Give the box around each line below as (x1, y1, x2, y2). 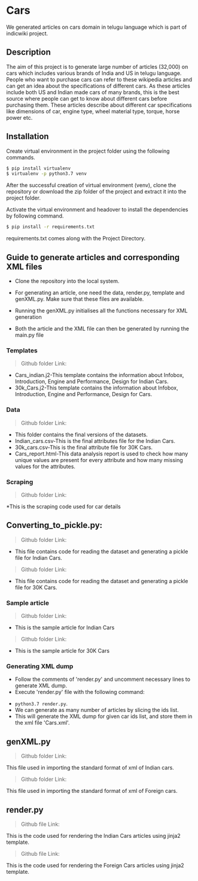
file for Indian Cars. (14, 554, 63, 561)
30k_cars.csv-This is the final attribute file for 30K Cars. (14, 443, 153, 451)
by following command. (6, 212, 64, 219)
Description (6, 47, 51, 58)
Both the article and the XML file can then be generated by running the (14, 325, 190, 332)
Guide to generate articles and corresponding (6, 252, 180, 263)
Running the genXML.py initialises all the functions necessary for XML (14, 307, 188, 314)
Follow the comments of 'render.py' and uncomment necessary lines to (14, 675, 190, 683)
